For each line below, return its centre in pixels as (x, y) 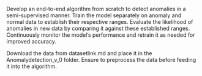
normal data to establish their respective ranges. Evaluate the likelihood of (100, 22)
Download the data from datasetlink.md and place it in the (79, 53)
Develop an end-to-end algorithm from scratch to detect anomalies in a (96, 9)
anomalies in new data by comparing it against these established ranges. (98, 28)
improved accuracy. (31, 41)
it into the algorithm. (32, 66)
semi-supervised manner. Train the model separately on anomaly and (94, 15)
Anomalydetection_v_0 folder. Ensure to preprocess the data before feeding (101, 60)
